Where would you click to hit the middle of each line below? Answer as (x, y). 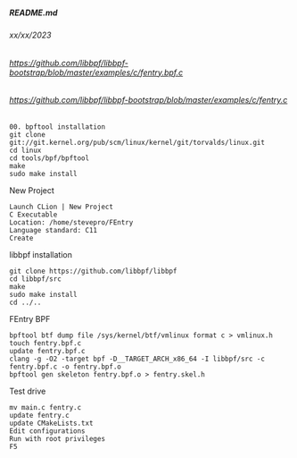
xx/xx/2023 (30, 35)
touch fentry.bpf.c (45, 343)
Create (21, 238)
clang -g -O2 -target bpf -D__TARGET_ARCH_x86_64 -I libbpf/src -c (137, 359)
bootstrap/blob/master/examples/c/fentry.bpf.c (96, 72)
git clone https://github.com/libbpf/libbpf (93, 271)
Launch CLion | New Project (62, 207)
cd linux (25, 150)
